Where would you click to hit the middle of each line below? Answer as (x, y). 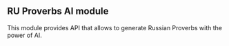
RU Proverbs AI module (58, 11)
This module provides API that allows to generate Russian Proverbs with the (115, 27)
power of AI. (25, 35)
